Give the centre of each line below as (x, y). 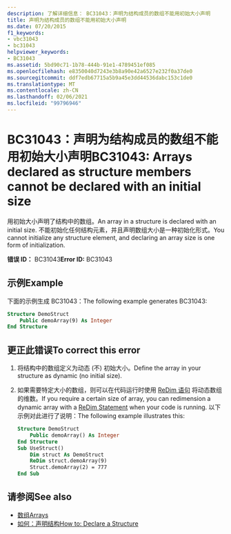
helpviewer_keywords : (38, 52)
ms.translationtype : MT (41, 84)
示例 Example (35, 283)
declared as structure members (99, 172)
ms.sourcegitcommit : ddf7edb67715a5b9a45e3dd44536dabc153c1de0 (100, 78)
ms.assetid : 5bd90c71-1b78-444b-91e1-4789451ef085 (81, 65)
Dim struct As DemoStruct (67, 455)
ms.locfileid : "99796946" (44, 103)
